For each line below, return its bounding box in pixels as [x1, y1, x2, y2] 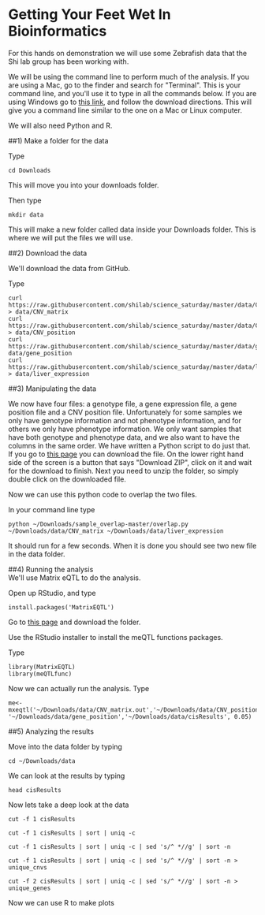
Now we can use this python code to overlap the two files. [8, 489, 197, 499]
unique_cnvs [8, 863, 47, 872]
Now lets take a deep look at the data [8, 800, 129, 809]
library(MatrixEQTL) [8, 663, 77, 671]
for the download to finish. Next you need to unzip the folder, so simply [8, 466, 239, 475]
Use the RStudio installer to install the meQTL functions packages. [8, 632, 223, 642]
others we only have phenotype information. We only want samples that [8, 424, 242, 433]
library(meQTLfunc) [8, 670, 73, 678]
